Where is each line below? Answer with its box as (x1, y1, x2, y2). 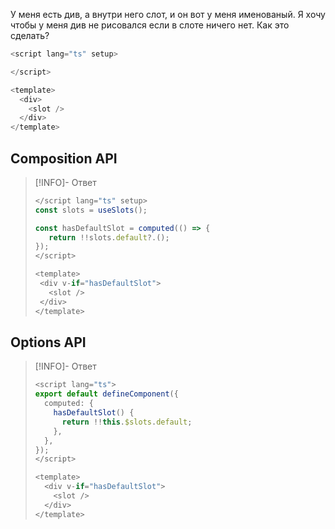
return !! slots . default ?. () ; (48, 232, 170, 243)
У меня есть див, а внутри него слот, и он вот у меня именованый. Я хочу (10, 9, 326, 20)
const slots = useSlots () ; (34, 205, 148, 215)
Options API (10, 334, 87, 351)
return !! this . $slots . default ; (61, 417, 193, 427)
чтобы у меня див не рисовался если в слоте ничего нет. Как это (10, 19, 290, 31)
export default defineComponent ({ (34, 389, 179, 399)
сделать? (10, 30, 50, 41)
